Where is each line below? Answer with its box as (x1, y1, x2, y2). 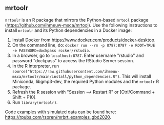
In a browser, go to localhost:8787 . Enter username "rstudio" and (12, 52, 144, 58)
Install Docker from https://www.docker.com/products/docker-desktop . (12, 37, 156, 43)
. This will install (119, 73, 151, 79)
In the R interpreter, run (12, 63, 59, 69)
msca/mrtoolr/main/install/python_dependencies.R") (12, 74, 120, 79)
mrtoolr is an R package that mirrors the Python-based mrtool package (5, 17, 149, 23)
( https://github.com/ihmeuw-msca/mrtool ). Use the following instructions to (5, 22, 158, 28)
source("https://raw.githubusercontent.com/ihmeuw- (12, 69, 120, 74)
